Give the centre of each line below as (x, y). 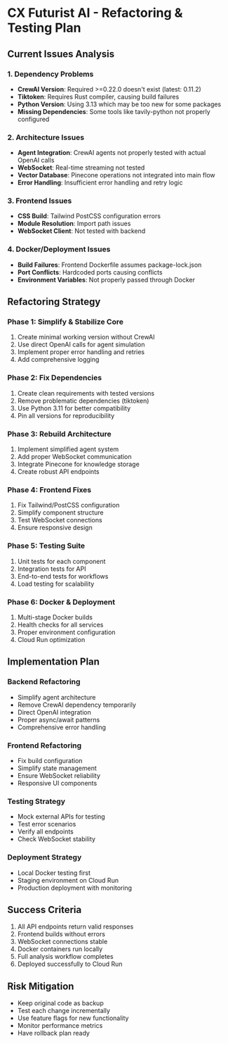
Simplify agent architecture (56, 697)
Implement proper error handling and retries (81, 352)
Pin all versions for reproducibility (66, 415)
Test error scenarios (47, 824)
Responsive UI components (57, 783)
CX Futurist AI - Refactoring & (95, 13)
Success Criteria (45, 910)
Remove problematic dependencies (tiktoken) (83, 401)
